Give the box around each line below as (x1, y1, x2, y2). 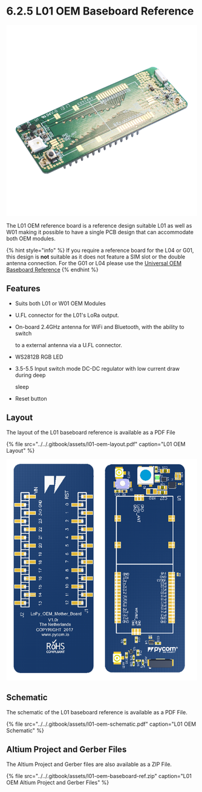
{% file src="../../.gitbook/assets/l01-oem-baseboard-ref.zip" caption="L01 (6, 772, 192, 779)
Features (6, 283, 41, 294)
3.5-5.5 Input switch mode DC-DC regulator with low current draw (15, 365, 180, 372)
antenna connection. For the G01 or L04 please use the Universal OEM (6, 259, 182, 266)
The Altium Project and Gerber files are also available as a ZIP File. (6, 760, 172, 768)
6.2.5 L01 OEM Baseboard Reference (6, 4, 194, 18)
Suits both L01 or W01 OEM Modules (15, 299, 106, 307)
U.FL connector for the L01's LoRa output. (15, 311, 120, 319)
